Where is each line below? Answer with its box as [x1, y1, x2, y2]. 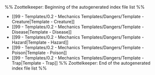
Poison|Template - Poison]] [11, 50, 67, 56]
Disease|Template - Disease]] [11, 29, 72, 35]
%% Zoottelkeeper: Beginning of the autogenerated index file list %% [4, 4, 145, 10]
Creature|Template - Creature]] [11, 19, 75, 24]
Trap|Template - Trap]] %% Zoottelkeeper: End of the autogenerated [11, 60, 151, 66]
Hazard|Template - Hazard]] [11, 39, 69, 45]
